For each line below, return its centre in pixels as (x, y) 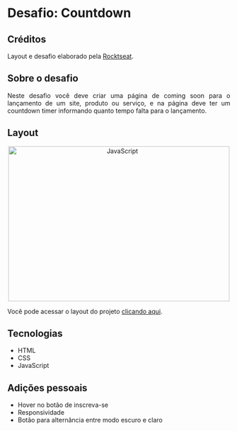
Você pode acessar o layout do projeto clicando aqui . (85, 311)
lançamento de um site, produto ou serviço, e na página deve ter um (119, 103)
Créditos (27, 39)
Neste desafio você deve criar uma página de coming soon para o (119, 95)
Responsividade (41, 413)
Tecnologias (35, 334)
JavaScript (33, 366)
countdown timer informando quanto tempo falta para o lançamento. (107, 111)
